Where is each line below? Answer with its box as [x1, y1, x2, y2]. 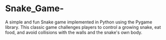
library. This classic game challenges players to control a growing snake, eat [5, 24, 161, 30]
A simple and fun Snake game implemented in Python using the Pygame [5, 19, 153, 25]
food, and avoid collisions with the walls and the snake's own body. [5, 29, 143, 35]
